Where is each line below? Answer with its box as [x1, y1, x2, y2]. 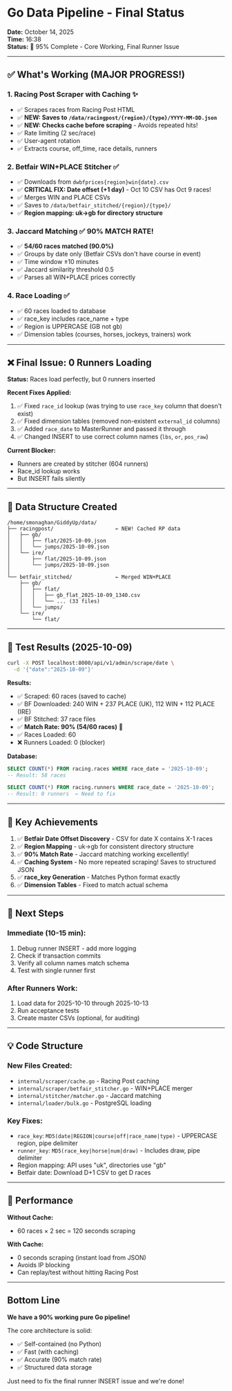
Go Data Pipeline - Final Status [7, 5, 185, 21]
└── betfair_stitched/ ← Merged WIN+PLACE [7, 574, 171, 581]
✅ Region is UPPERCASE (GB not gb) [17, 322, 123, 330]
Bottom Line [7, 1294, 60, 1307]
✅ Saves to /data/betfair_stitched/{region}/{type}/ [17, 200, 171, 209]
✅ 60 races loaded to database [17, 306, 106, 315]
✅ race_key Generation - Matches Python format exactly [17, 873, 181, 882]
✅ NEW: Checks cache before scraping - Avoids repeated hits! [17, 121, 198, 129]
